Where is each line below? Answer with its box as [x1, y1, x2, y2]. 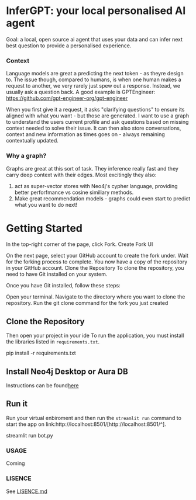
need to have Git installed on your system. [6, 270, 108, 278]
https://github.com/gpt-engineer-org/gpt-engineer [6, 95, 128, 102]
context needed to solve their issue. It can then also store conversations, [6, 124, 181, 132]
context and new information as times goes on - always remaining [6, 131, 165, 138]
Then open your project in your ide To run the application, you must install [6, 332, 184, 339]
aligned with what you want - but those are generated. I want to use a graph [6, 112, 189, 119]
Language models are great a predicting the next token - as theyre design [6, 70, 184, 77]
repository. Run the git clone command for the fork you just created [6, 300, 169, 307]
